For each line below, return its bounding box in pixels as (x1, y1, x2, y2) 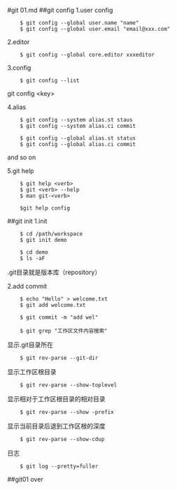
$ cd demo (20, 249, 49, 256)
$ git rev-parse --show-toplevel (20, 382, 118, 389)
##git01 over (7, 475, 43, 483)
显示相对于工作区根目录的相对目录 (7, 395, 106, 403)
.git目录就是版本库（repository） (7, 268, 101, 276)
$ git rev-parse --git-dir (20, 354, 99, 361)
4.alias (7, 103, 27, 111)
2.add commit (7, 282, 48, 290)
